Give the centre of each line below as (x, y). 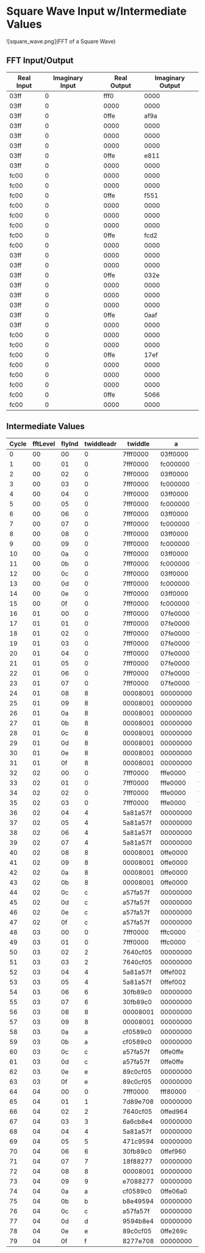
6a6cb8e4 (138, 1121)
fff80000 (174, 1091)
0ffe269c (174, 1231)
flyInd (70, 444)
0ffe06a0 (174, 1191)
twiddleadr (101, 444)
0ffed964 (174, 1111)
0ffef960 (173, 1151)
